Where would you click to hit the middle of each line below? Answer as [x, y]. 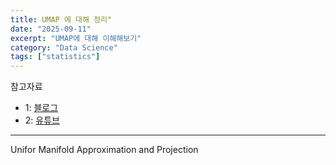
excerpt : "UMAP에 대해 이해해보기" [76, 38]
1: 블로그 [41, 108]
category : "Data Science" [64, 47]
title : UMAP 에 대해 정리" [61, 19]
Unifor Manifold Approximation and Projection [104, 150]
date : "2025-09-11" [51, 29]
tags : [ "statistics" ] [55, 57]
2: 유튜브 [42, 120]
